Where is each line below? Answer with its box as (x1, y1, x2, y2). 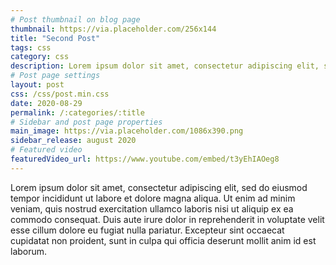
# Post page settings (10, 71, 101, 81)
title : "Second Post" (10, 33, 101, 43)
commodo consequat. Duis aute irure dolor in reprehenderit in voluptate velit (10, 213, 325, 225)
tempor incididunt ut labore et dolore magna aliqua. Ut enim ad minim (10, 192, 296, 204)
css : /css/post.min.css (10, 89, 110, 99)
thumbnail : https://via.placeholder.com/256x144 (10, 24, 217, 34)
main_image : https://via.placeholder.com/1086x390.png (10, 126, 244, 136)
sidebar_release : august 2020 (10, 136, 137, 146)
